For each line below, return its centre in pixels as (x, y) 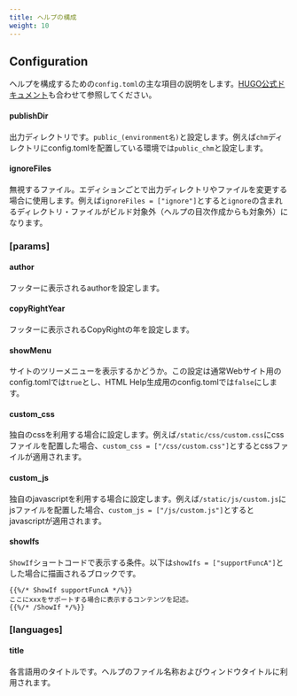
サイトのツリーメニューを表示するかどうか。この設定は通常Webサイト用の (145, 371)
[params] (30, 246)
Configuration (49, 62)
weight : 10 (29, 26)
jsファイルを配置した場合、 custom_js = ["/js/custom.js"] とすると (132, 509)
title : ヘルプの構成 (43, 17)
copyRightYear (37, 309)
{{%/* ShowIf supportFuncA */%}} (71, 590)
